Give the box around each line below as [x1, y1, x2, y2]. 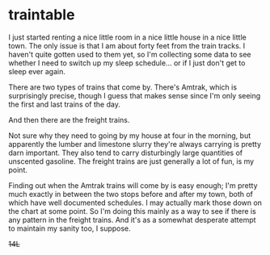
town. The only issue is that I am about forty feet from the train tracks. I [8, 40, 246, 50]
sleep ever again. [8, 66, 66, 76]
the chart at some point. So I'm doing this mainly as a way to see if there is [8, 206, 256, 215]
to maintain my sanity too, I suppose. [8, 224, 131, 233]
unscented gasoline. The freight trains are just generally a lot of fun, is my [8, 156, 255, 166]
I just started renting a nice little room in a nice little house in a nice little [8, 32, 247, 42]
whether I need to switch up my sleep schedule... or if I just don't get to [8, 58, 246, 68]
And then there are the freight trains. [8, 115, 130, 124]
